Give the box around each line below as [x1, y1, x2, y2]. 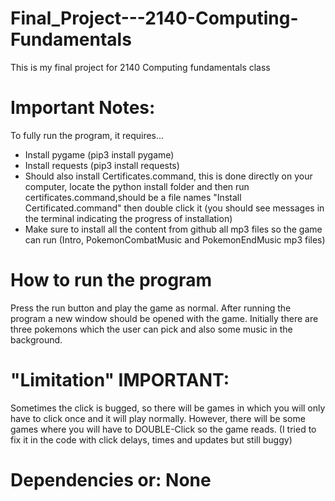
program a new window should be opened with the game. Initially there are [10, 312, 319, 324]
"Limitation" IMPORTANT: [10, 369, 230, 391]
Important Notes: [10, 97, 156, 119]
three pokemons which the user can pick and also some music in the [10, 323, 293, 335]
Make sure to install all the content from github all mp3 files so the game [24, 223, 323, 235]
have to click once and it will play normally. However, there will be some [10, 412, 306, 424]
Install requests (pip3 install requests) [24, 159, 180, 171]
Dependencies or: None [10, 468, 212, 491]
